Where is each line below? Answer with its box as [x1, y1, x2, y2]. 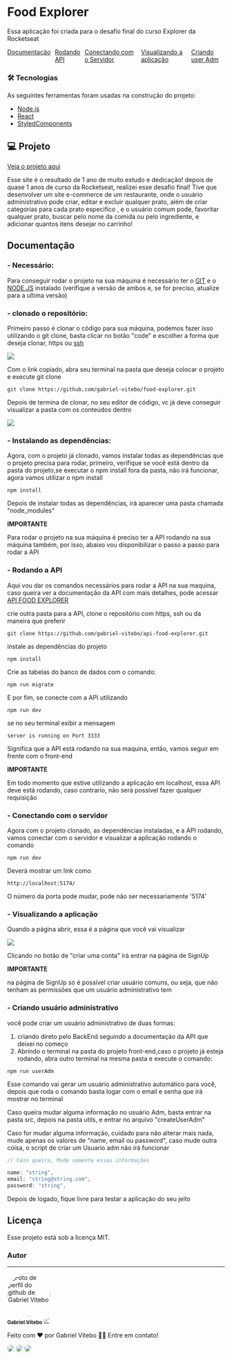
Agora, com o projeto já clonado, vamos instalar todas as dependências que [7, 452, 224, 460]
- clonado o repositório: [7, 308, 88, 318]
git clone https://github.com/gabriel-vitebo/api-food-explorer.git [7, 630, 209, 637]
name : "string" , [7, 1169, 54, 1176]
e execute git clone [7, 373, 61, 381]
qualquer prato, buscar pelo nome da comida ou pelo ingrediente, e [7, 213, 200, 221]
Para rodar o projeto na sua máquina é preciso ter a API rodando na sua [7, 533, 211, 542]
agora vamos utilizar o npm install [7, 474, 104, 482]
